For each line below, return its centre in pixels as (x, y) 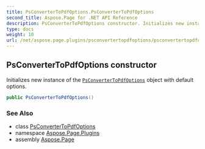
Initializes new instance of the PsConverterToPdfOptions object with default (100, 79)
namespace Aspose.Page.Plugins (57, 133)
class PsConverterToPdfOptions (55, 126)
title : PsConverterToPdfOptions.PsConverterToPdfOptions (80, 12)
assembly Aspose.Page (45, 139)
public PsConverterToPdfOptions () (50, 97)
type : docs (20, 29)
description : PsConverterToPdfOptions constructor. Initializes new (95, 23)
